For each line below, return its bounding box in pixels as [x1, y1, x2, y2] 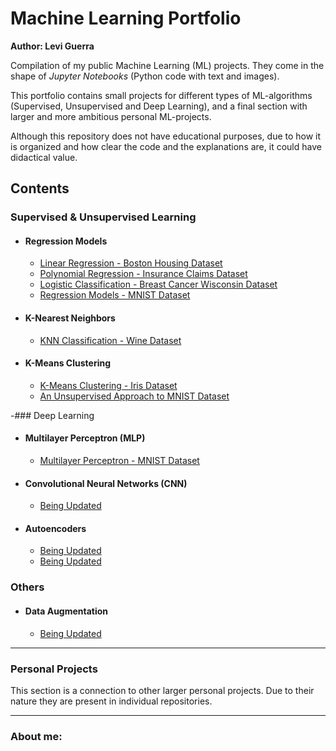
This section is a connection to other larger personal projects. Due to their [10, 684, 315, 696]
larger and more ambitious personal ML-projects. [10, 110, 212, 122]
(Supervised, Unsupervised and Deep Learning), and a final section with [10, 100, 308, 112]
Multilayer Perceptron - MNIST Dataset [39, 455, 200, 467]
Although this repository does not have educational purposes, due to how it [10, 130, 322, 142]
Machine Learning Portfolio [10, 7, 242, 30]
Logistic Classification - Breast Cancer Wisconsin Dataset [39, 278, 278, 291]
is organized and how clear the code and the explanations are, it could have [10, 140, 322, 152]
